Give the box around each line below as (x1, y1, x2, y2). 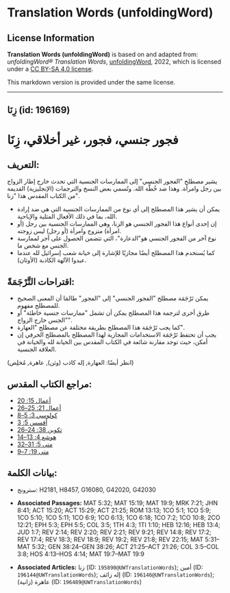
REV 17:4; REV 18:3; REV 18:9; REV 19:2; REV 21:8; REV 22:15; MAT (16, 535, 204, 543)
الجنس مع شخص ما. (16, 241, 69, 250)
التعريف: (7, 159, 40, 171)
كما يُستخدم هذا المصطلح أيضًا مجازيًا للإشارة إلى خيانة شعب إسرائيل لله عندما (16, 249, 216, 257)
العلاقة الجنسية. (16, 345, 57, 354)
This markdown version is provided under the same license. (7, 78, 176, 86)
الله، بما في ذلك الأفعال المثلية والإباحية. (16, 213, 118, 221)
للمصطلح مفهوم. (16, 302, 60, 310)
